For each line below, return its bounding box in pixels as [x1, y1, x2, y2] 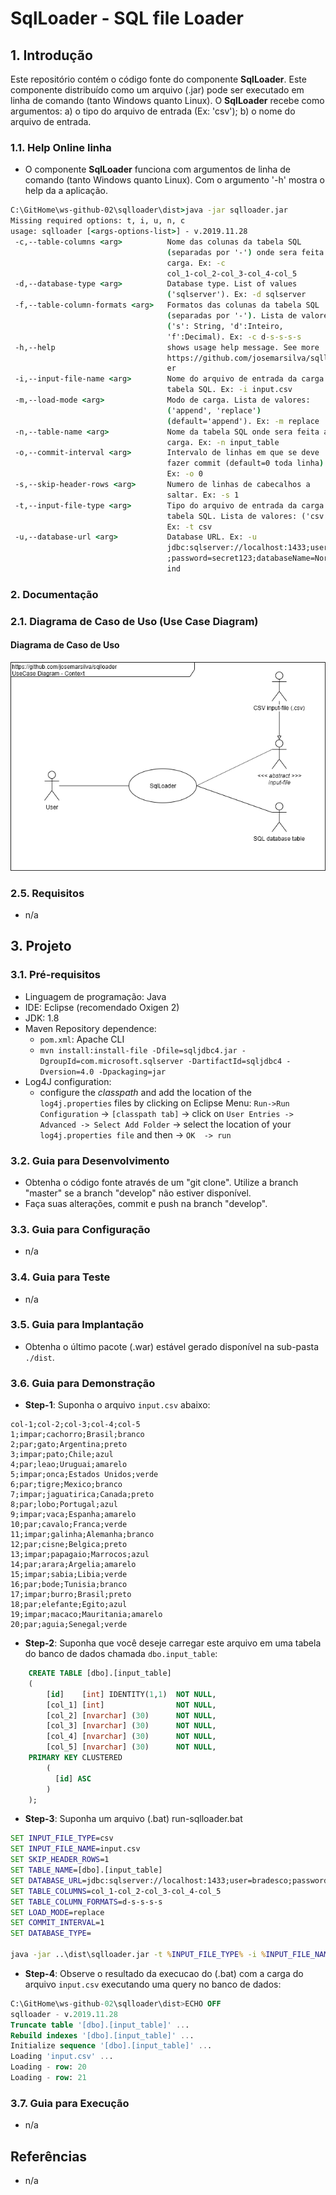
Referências [10, 2148, 88, 2165]
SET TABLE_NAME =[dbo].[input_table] [10, 1865, 163, 1876]
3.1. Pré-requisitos [10, 968, 101, 982]
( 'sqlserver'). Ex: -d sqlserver [166, 290, 307, 300]
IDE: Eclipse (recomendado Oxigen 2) [24, 1001, 180, 1013]
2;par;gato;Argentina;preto [10, 1440, 128, 1450]
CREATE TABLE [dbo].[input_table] [28, 1668, 172, 1679]
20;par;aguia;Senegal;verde [10, 1620, 128, 1630]
